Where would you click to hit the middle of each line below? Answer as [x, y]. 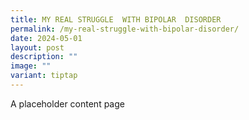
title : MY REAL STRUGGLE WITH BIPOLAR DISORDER [116, 19]
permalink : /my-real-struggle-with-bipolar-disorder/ [125, 29]
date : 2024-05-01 [46, 38]
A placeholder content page [67, 103]
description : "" [44, 57]
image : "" [31, 66]
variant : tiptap [44, 76]
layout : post [37, 47]
